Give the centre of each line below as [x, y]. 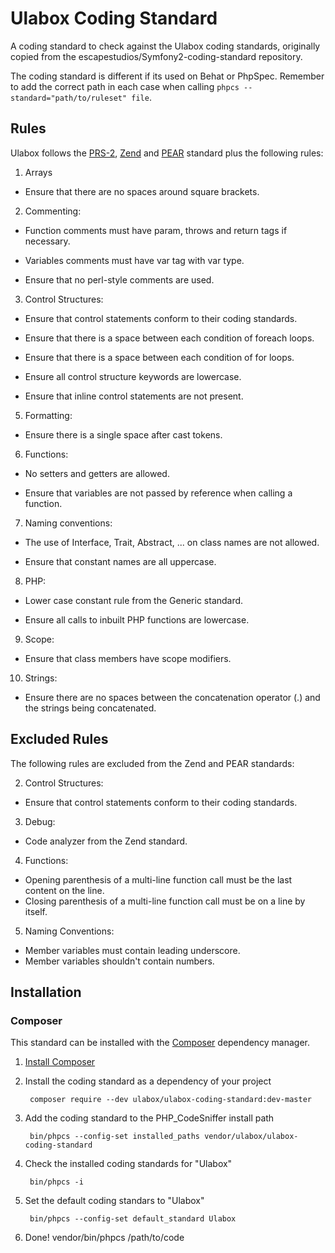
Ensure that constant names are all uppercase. [120, 561]
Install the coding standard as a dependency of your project [148, 1081]
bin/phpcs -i [56, 1182]
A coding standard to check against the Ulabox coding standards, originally [165, 46]
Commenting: [53, 211]
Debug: [40, 821]
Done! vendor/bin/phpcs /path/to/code [104, 1238]
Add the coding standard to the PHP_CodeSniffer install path [149, 1118]
